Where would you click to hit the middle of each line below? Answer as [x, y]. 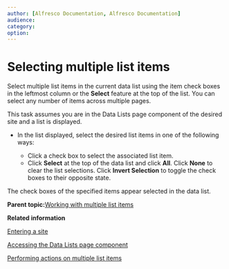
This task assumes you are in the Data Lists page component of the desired [115, 114]
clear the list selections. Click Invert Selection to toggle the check [122, 171]
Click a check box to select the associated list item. [101, 156]
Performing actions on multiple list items [65, 258]
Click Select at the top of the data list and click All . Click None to [120, 163]
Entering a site [28, 232]
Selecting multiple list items [89, 67]
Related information [36, 218]
